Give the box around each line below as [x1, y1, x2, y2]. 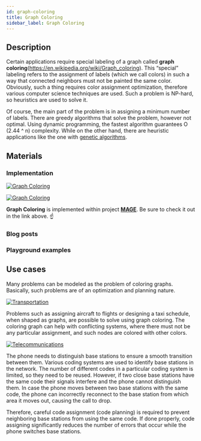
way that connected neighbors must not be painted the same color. [6, 77, 172, 85]
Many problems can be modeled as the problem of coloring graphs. [6, 280, 173, 287]
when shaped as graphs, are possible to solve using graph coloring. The [6, 316, 185, 323]
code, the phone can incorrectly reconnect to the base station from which [6, 391, 189, 398]
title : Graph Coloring [6, 14, 63, 20]
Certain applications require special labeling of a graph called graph [6, 58, 175, 65]
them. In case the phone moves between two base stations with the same [6, 384, 188, 391]
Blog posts [6, 229, 38, 238]
